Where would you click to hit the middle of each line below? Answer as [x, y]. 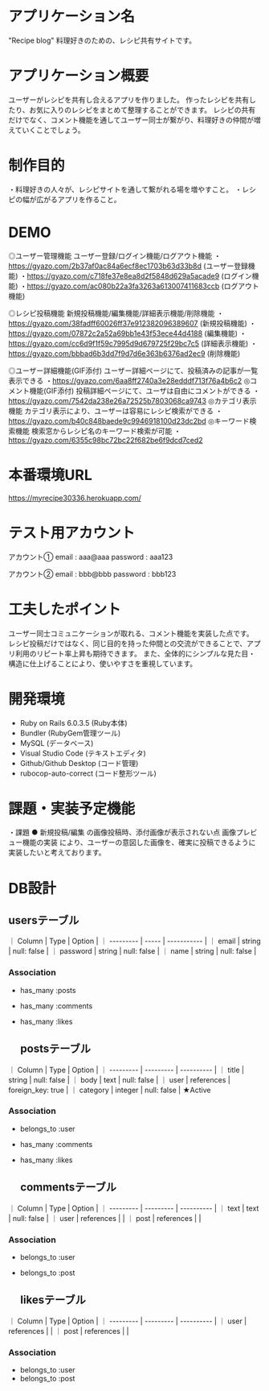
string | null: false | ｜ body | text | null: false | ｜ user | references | [119, 1079]
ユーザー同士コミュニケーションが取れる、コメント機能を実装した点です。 [131, 633]
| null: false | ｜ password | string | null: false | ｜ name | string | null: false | [132, 951]
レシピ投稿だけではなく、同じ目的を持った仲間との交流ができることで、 [128, 643]
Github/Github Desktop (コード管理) [79, 763]
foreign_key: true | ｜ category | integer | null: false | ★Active [110, 1090]
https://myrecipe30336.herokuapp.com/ [75, 498]
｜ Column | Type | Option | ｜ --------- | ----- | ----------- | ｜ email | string [134, 941]
